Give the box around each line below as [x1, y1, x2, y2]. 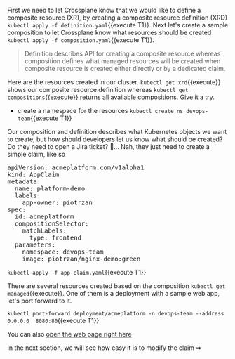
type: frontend [29, 234, 82, 242]
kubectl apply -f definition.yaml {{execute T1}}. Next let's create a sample [7, 21, 229, 29]
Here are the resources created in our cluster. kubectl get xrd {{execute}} [7, 78, 221, 86]
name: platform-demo [14, 185, 86, 192]
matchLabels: [22, 227, 67, 235]
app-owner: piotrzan [22, 199, 93, 207]
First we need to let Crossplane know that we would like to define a [7, 6, 201, 14]
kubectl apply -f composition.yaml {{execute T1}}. [7, 36, 154, 44]
